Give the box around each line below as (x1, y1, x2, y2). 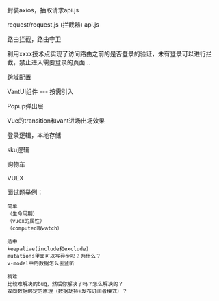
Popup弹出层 (7, 102, 44, 110)
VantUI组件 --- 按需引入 (7, 88, 74, 95)
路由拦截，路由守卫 (7, 35, 62, 43)
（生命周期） (7, 210, 38, 217)
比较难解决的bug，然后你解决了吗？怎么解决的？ (7, 280, 124, 287)
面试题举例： (7, 188, 43, 196)
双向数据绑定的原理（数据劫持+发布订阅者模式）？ (7, 288, 128, 295)
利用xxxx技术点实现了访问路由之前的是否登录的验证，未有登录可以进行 (7, 50, 207, 58)
